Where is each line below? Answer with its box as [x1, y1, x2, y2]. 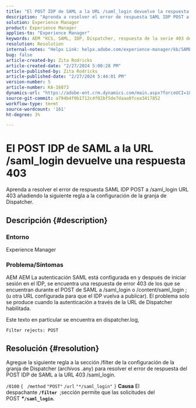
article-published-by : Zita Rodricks [6, 68, 98, 74]
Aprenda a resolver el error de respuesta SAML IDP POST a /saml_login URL [6, 186, 189, 193]
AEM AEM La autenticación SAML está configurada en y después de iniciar [6, 274, 187, 281]
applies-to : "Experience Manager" [6, 30, 90, 36]
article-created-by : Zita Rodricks [6, 57, 93, 63]
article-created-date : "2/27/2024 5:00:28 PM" [6, 62, 121, 69]
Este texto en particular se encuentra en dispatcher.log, [6, 316, 139, 323]
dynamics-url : [6, 90, 41, 96]
